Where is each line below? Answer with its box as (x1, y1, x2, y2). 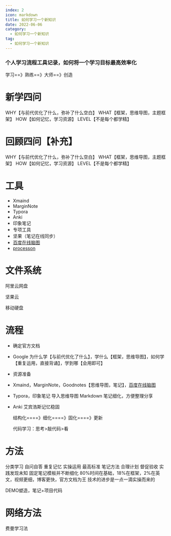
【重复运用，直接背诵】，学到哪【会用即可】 (12, 360, 105, 366)
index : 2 (5, 7, 24, 13)
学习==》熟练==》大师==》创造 (5, 72, 73, 78)
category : (5, 27, 27, 32)
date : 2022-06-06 (5, 22, 43, 27)
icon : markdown (5, 12, 38, 17)
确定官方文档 (12, 343, 40, 349)
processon (12, 245, 36, 251)
